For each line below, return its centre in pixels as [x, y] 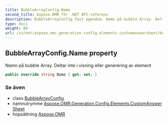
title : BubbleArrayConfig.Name [38, 10]
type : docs [16, 24]
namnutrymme [27, 103]
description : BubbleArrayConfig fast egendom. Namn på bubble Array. [79, 19]
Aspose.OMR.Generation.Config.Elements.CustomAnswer [103, 103]
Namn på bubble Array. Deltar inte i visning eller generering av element [78, 65]
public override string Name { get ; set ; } [51, 74]
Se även [15, 87]
